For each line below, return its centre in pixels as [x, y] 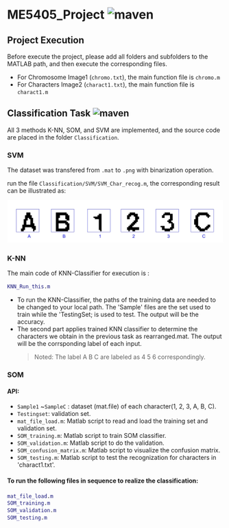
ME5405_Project [56, 15]
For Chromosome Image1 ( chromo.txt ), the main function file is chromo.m [119, 77]
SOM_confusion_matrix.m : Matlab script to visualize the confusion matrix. [119, 450]
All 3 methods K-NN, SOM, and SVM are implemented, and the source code [114, 130]
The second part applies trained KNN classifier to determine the [107, 329]
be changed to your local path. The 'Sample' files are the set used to [114, 307]
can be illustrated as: [37, 191]
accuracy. [31, 322]
